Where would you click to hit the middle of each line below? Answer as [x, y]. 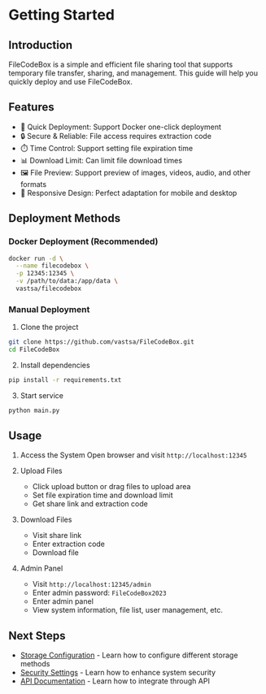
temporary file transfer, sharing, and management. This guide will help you [133, 73]
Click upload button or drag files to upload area [111, 487]
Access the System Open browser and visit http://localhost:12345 [133, 455]
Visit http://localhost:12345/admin [92, 584]
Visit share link [57, 536]
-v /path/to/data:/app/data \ [67, 281]
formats [33, 184]
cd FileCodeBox [34, 350]
